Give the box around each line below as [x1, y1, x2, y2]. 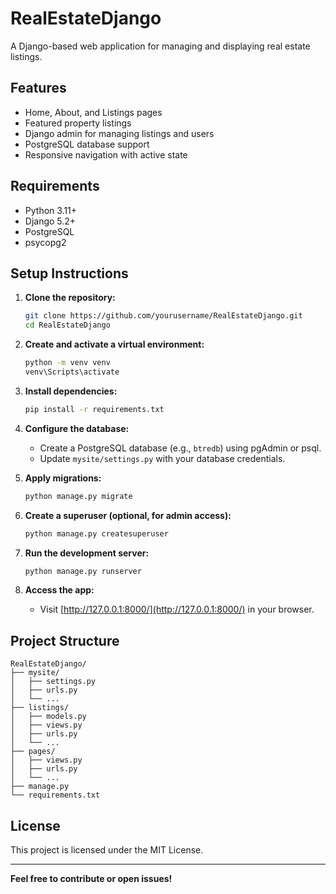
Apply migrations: [24, 472, 102, 484]
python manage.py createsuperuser [24, 528, 169, 539]
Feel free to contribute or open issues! [10, 873, 173, 884]
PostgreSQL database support [24, 138, 150, 150]
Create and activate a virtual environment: [24, 338, 205, 351]
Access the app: [24, 584, 95, 596]
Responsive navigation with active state [24, 148, 188, 161]
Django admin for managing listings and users [24, 127, 215, 139]
